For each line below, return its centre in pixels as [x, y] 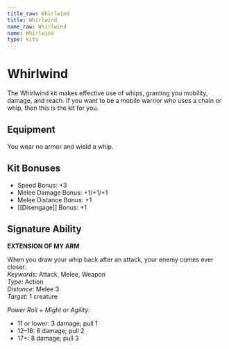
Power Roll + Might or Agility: [49, 309]
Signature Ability [44, 229]
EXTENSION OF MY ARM [43, 246]
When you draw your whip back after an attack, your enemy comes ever [110, 259]
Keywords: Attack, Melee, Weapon [57, 274]
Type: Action [25, 282]
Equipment [31, 130]
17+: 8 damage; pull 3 [48, 338]
